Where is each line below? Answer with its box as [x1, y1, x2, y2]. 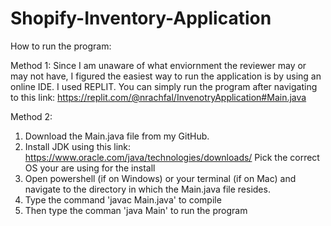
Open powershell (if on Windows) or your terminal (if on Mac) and [24, 172, 297, 184]
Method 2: [10, 110, 53, 122]
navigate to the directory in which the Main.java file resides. [24, 183, 271, 195]
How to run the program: [10, 40, 112, 52]
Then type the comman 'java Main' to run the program [24, 204, 248, 216]
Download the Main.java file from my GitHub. [24, 130, 210, 142]
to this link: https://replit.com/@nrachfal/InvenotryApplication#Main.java [10, 91, 307, 103]
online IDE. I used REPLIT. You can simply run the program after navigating [10, 80, 318, 92]
